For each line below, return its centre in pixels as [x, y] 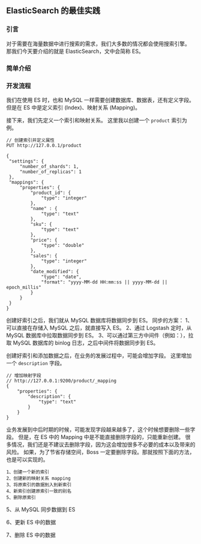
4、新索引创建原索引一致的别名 [39, 491]
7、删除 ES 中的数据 [31, 535]
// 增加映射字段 [24, 375]
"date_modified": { [55, 271]
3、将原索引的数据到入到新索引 [39, 485]
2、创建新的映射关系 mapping [38, 478]
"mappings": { [26, 182]
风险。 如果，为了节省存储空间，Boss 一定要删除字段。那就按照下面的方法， [100, 452]
